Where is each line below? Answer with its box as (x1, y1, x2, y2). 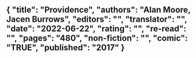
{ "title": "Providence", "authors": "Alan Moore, (6, 5, 191, 15)
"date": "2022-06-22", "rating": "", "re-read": (6, 24, 187, 34)
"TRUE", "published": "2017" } (6, 42, 125, 53)
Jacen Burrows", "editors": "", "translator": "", (6, 14, 188, 25)
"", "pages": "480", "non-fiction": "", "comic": (6, 33, 188, 43)
